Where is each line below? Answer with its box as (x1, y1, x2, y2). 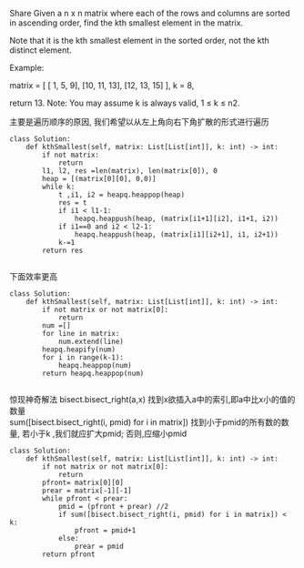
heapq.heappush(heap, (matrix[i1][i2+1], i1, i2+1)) (74, 230, 279, 239)
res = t (57, 198, 88, 208)
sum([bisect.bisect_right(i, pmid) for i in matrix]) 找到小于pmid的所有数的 (9, 417, 282, 427)
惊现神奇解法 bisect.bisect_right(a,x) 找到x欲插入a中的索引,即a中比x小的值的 (9, 394, 296, 404)
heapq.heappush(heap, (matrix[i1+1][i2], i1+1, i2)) (74, 214, 279, 223)
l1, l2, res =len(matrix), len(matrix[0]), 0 (42, 167, 218, 176)
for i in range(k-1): (42, 353, 125, 362)
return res (42, 246, 84, 255)
